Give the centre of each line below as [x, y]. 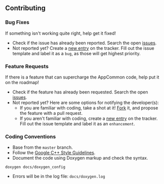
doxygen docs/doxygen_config [35, 167]
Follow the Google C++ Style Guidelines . [54, 153]
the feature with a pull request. [51, 113]
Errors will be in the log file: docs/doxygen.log [59, 177]
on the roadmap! [22, 82]
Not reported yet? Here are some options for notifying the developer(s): [85, 102]
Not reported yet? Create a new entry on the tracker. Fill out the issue [83, 48]
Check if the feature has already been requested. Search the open [80, 92]
